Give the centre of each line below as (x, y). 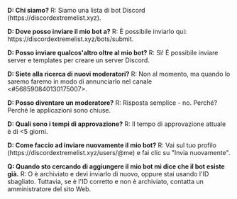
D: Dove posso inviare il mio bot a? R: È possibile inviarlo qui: (97, 32)
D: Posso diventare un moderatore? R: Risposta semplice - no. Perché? (112, 103)
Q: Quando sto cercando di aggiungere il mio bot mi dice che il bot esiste (116, 166)
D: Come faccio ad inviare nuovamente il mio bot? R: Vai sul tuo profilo (112, 145)
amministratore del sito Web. (49, 189)
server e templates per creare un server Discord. (79, 60)
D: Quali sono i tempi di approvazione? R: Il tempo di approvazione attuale (117, 124)
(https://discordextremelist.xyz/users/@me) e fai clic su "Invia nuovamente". (119, 153)
